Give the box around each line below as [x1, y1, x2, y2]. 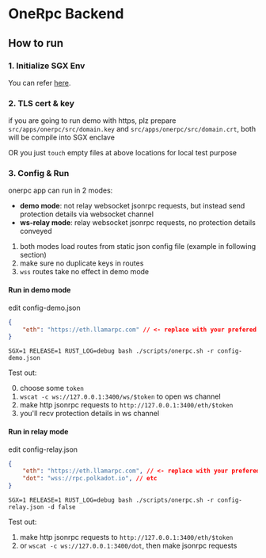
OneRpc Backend [8, 5, 124, 23]
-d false [47, 503, 77, 511]
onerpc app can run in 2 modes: [8, 185, 113, 195]
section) [19, 250, 47, 260]
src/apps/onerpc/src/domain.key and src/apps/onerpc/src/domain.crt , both [8, 124, 256, 134]
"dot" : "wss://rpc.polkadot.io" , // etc [22, 475, 158, 483]
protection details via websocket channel [19, 209, 154, 219]
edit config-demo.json [8, 303, 81, 312]
